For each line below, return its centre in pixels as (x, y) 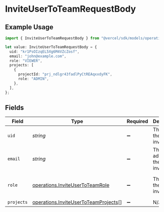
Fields (15, 108)
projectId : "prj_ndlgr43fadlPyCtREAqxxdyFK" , (65, 74)
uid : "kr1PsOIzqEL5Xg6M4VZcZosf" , (44, 52)
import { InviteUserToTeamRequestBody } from (52, 38)
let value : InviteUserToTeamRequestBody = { (51, 47)
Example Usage (29, 27)
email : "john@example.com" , (38, 56)
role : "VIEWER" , (26, 61)
